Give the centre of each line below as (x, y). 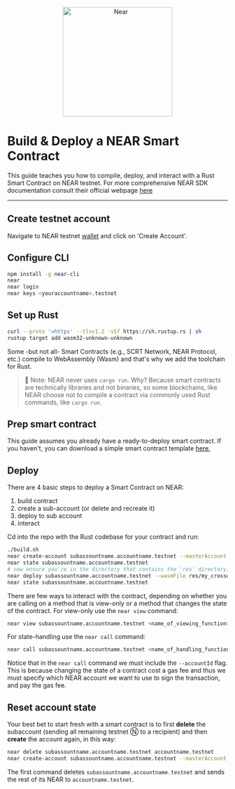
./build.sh (23, 550)
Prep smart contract (52, 424)
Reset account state (52, 707)
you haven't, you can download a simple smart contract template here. (109, 448)
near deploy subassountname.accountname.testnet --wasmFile (97, 576)
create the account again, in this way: (62, 739)
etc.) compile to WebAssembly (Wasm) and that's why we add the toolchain (116, 359)
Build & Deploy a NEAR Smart (93, 141)
